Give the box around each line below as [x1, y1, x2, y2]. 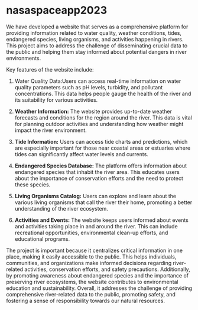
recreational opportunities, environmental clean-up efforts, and [14, 229, 168, 236]
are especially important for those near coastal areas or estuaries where [14, 144, 191, 151]
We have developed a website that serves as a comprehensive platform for [6, 23, 189, 30]
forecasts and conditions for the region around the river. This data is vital [14, 114, 192, 121]
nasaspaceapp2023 [6, 4, 108, 17]
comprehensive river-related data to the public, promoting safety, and [6, 290, 176, 298]
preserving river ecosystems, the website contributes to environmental [6, 278, 178, 285]
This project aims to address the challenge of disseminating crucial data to [6, 42, 188, 49]
